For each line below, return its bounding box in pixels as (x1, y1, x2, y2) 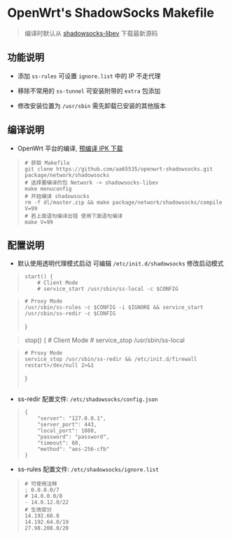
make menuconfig (24, 185, 72, 192)
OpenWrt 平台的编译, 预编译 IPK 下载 (17, 144, 124, 152)
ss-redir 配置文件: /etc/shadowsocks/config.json (17, 395, 158, 403)
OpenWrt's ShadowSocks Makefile (7, 5, 215, 21)
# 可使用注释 (24, 480, 57, 487)
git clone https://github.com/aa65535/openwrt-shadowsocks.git (24, 165, 213, 173)
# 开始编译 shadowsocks (24, 192, 90, 199)
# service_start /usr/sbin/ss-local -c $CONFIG (37, 286, 178, 293)
